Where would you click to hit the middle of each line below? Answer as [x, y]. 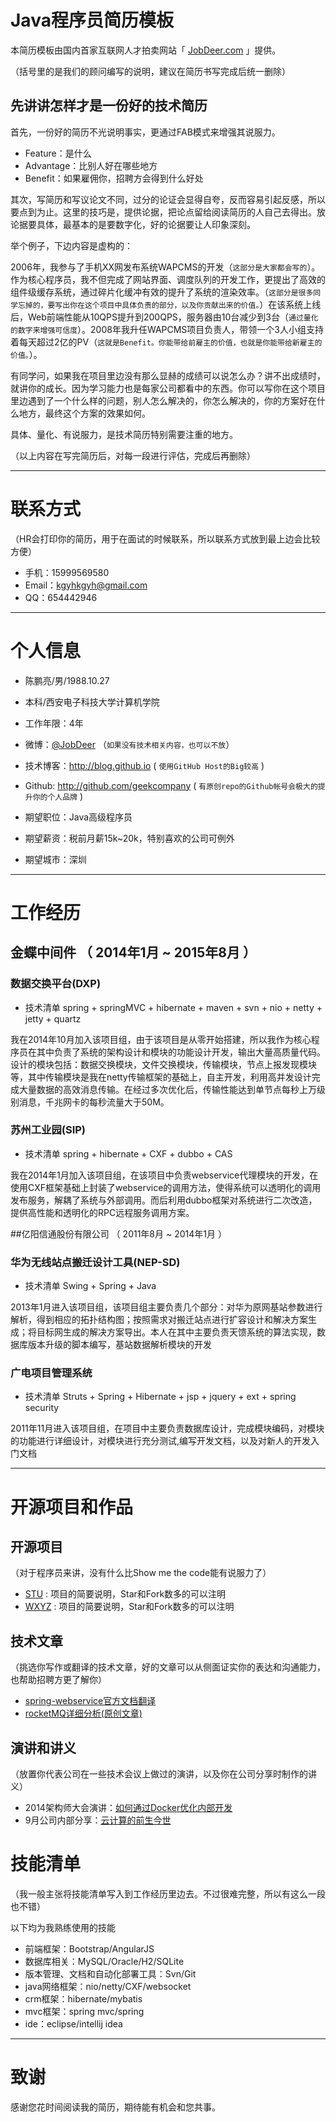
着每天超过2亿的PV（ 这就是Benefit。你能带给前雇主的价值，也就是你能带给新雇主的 [166, 342]
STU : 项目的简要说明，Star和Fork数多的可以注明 [125, 1594]
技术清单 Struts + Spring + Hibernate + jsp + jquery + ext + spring [160, 1397]
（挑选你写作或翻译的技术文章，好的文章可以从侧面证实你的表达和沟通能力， [168, 1667]
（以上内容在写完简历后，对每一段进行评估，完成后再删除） [133, 455]
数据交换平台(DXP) [56, 984]
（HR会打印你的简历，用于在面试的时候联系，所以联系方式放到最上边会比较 [165, 538]
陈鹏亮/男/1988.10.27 [67, 680]
